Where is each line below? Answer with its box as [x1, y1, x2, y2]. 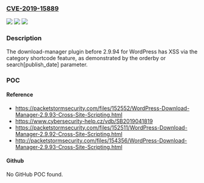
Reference [6, 91, 33, 98]
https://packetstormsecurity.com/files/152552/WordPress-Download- [15, 105, 190, 112]
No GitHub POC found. [6, 170, 63, 178]
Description [6, 34, 42, 43]
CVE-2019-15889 [6, 4, 59, 13]
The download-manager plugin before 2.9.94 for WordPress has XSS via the [6, 47, 198, 55]
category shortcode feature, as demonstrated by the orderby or [6, 54, 166, 61]
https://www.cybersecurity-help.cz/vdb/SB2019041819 [15, 117, 153, 125]
